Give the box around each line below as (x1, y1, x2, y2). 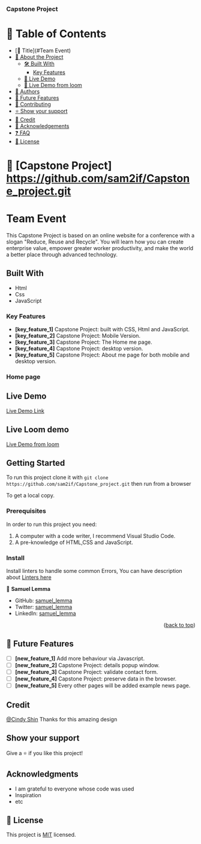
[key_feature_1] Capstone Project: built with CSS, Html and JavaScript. (14, 326, 190, 333)
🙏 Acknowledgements (14, 122, 70, 129)
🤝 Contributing (14, 100, 51, 108)
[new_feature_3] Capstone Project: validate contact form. (14, 668, 158, 675)
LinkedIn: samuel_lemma (14, 610, 76, 617)
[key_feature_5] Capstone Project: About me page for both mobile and (14, 351, 190, 359)
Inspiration (14, 791, 41, 798)
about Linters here (6, 573, 52, 581)
